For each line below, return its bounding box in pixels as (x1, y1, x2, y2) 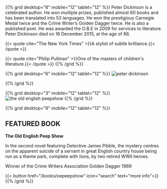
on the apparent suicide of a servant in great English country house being (5, 148, 157, 154)
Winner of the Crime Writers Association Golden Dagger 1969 (5, 163, 132, 169)
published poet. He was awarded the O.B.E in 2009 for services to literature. (5, 26, 162, 32)
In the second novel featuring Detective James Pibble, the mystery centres (5, 142, 159, 148)
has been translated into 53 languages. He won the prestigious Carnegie (5, 15, 154, 21)
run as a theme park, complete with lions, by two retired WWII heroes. (5, 153, 149, 159)
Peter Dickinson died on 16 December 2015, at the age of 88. (5, 31, 130, 37)
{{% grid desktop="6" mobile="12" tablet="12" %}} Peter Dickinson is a (5, 5, 152, 10)
